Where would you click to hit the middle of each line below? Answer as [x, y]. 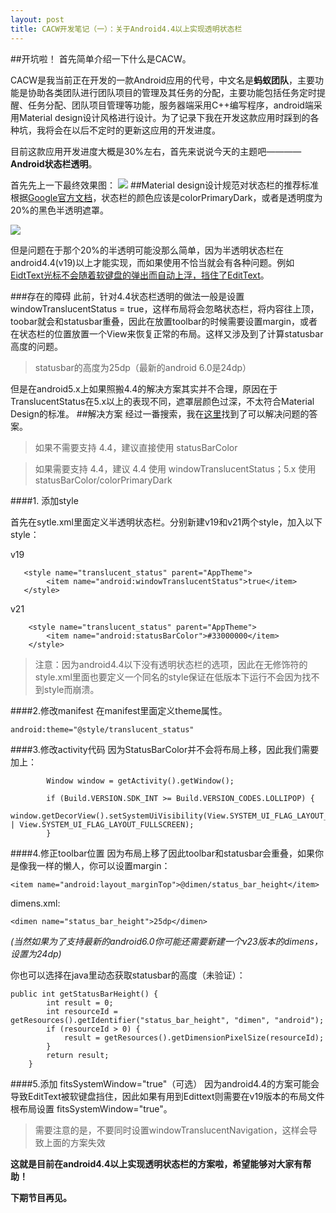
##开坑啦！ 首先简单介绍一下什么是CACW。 [101, 58]
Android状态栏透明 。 [54, 163]
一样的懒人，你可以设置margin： [103, 865]
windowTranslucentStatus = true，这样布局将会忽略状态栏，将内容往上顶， [165, 308]
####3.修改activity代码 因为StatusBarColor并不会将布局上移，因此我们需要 [165, 749]
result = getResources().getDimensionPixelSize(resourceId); [194, 1037]
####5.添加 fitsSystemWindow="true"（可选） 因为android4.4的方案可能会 [165, 1083]
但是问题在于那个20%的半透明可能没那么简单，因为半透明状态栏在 [147, 250]
